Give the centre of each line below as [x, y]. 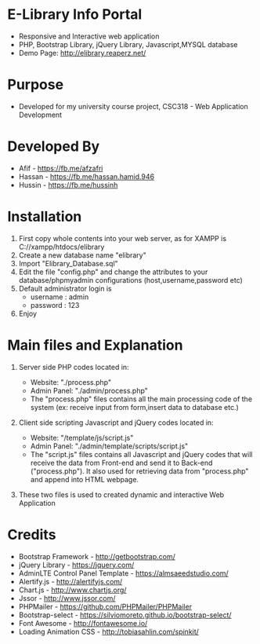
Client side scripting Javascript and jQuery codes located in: [116, 423]
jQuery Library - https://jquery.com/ [76, 565]
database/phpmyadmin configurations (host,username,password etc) [131, 280]
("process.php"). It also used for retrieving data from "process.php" [139, 471]
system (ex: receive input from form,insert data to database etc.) [135, 407]
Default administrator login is [65, 288]
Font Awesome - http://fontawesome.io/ [83, 623]
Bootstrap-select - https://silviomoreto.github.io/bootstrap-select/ [125, 615]
